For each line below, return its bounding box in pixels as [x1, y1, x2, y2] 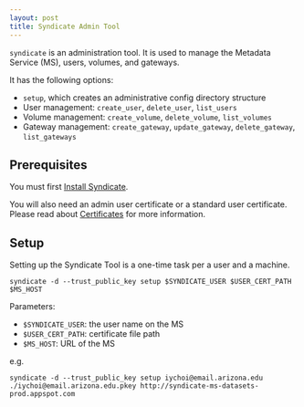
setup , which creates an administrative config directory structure [22, 92, 267, 103]
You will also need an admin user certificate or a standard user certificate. [9, 199, 288, 210]
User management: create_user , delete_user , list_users [22, 101, 237, 112]
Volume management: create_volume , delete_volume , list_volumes [22, 111, 272, 122]
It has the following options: [9, 74, 114, 85]
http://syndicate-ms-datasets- [140, 381, 259, 391]
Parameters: [9, 301, 56, 312]
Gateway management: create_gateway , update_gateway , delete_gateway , [22, 120, 296, 132]
